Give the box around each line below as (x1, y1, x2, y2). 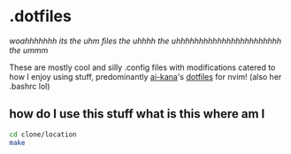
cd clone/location (9, 130, 77, 139)
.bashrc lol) (9, 81, 50, 91)
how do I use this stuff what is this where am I (9, 106, 265, 121)
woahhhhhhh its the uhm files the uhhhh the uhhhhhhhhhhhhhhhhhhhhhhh (9, 35, 282, 46)
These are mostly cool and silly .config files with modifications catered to (9, 62, 276, 73)
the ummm (9, 44, 49, 55)
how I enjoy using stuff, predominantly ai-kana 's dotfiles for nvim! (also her (9, 71, 282, 81)
